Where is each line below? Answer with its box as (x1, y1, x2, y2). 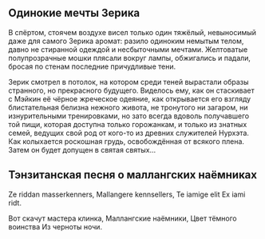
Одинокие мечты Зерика (8, 6, 140, 20)
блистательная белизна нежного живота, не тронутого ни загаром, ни (8, 102, 248, 112)
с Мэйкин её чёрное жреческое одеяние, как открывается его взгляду (8, 94, 251, 103)
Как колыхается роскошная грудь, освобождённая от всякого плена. (8, 136, 245, 146)
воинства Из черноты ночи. (8, 221, 102, 231)
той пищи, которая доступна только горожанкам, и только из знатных (8, 119, 247, 129)
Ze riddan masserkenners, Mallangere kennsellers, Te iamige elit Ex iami (8, 189, 246, 199)
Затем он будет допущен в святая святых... (8, 145, 156, 154)
